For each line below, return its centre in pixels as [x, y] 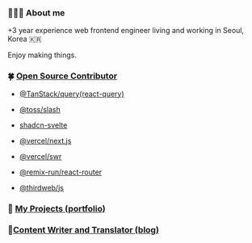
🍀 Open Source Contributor [63, 76]
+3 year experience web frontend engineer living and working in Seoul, [126, 31]
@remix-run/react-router [61, 172]
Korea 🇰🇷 [25, 39]
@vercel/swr [40, 156]
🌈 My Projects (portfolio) [57, 208]
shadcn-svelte [43, 125]
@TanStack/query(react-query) [71, 94]
